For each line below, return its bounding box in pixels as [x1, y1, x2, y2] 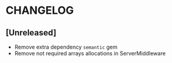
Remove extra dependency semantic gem [14, 43, 117, 50]
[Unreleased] [5, 28, 57, 38]
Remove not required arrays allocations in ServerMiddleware [14, 50, 166, 57]
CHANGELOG [5, 4, 74, 17]
